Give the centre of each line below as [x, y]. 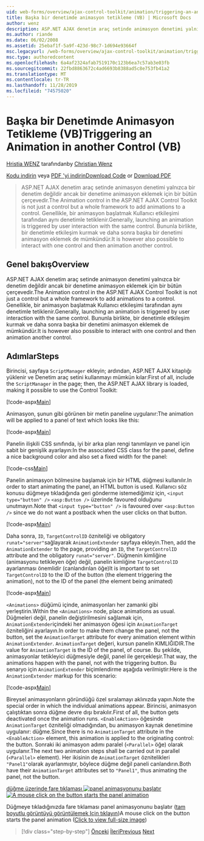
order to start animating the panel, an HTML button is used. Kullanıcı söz [97, 487]
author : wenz [23, 23]
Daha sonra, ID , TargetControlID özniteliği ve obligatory [76, 536]
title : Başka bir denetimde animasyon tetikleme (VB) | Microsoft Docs [99, 18]
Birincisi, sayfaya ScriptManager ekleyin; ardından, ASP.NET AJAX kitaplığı [99, 371]
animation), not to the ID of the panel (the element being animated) [90, 582]
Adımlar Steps [33, 356]
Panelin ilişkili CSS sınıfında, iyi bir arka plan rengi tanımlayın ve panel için [98, 444]
